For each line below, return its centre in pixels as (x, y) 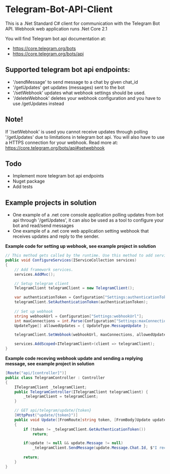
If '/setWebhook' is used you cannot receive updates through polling (77, 132)
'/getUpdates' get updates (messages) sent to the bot (69, 87)
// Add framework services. (44, 270)
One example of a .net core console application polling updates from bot (88, 215)
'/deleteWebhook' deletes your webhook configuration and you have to (87, 98)
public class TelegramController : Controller (55, 378)
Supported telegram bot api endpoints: (68, 70)
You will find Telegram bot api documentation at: (56, 39)
